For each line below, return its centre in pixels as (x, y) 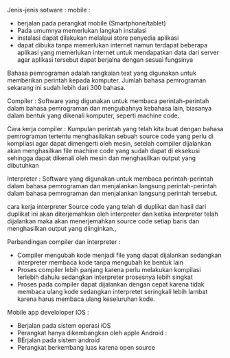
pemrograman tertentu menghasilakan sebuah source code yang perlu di (111, 136)
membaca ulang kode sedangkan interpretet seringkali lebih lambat (112, 292)
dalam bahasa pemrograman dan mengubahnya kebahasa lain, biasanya (110, 108)
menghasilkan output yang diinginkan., (62, 228)
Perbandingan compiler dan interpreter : (64, 242)
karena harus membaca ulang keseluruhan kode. (86, 299)
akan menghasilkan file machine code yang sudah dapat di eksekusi (104, 151)
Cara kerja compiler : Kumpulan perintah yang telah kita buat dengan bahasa (115, 129)
